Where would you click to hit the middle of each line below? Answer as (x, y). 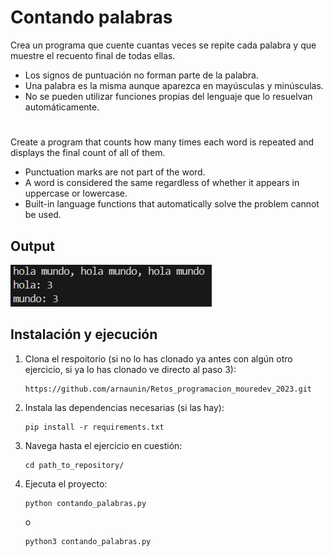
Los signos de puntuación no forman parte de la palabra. (141, 75)
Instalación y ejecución (84, 334)
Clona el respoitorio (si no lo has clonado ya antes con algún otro (158, 358)
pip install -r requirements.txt (94, 427)
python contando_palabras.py (85, 503)
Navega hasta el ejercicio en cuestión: (103, 445)
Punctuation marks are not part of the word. (115, 172)
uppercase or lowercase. (76, 193)
